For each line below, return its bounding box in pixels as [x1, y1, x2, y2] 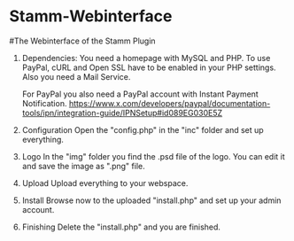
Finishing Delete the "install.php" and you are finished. [21, 222, 221, 232]
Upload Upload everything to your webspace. [21, 177, 189, 188]
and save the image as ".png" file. [21, 160, 145, 171]
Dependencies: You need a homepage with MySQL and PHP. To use [21, 52, 271, 63]
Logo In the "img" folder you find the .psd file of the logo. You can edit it [21, 151, 285, 161]
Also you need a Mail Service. [21, 71, 131, 82]
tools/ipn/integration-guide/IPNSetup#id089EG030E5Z [21, 107, 223, 118]
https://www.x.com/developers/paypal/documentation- [68, 97, 271, 108]
